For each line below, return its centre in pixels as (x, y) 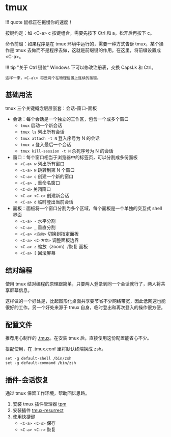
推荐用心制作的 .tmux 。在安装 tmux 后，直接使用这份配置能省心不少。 (78, 338)
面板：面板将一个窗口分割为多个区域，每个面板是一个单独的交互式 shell (87, 208)
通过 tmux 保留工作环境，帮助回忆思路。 (48, 393)
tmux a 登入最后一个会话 (46, 144)
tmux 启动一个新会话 (41, 125)
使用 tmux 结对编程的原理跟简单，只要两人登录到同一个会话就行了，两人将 (83, 284)
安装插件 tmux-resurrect (38, 410)
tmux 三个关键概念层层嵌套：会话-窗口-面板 (51, 108)
